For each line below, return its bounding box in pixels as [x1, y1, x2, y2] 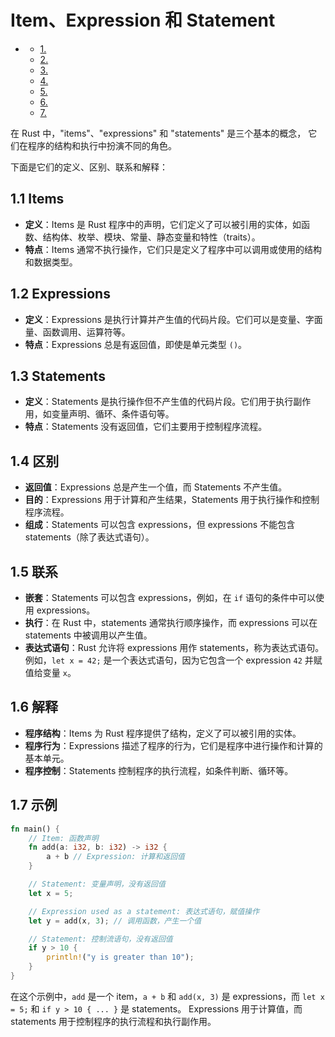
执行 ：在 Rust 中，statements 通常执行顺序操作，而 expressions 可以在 [24, 617, 318, 628]
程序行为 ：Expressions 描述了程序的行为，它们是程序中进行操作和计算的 [24, 739, 323, 751]
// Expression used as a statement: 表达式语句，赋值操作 [28, 906, 260, 916]
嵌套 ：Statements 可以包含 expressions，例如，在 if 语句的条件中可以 [24, 592, 316, 603]
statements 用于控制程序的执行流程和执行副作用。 [10, 1015, 217, 1027]
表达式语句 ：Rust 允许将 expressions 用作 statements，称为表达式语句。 [24, 642, 325, 653]
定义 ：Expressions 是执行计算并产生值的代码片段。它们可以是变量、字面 [24, 313, 323, 325]
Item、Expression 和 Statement [10, 9, 276, 32]
